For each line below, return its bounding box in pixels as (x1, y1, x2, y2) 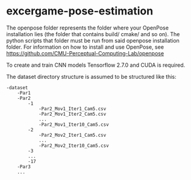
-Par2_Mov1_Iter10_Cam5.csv (38, 122, 110, 128)
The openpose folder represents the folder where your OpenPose (6, 24, 169, 31)
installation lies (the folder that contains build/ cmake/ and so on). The (6, 30, 180, 37)
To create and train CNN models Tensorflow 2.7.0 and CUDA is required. (6, 61, 186, 69)
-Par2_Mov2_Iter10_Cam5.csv (38, 143, 110, 149)
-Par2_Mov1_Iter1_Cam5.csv (38, 105, 107, 112)
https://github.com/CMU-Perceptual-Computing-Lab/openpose (6, 49, 164, 57)
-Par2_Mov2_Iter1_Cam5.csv (38, 132, 107, 138)
